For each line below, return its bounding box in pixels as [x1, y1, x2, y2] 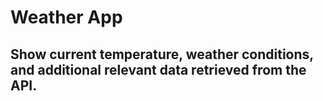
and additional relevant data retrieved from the [10, 61, 307, 78]
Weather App [10, 6, 123, 29]
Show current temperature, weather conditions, [10, 46, 314, 63]
